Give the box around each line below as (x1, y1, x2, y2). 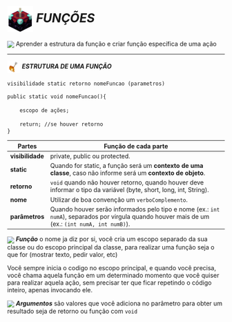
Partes (17, 142, 37, 150)
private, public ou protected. (50, 151, 130, 160)
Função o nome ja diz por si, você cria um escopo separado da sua (15, 235, 209, 243)
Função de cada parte (104, 142, 168, 150)
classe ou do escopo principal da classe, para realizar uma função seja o (7, 243, 215, 251)
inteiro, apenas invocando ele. (7, 285, 93, 294)
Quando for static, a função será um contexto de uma (50, 162, 204, 170)
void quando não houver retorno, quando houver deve (50, 178, 204, 187)
